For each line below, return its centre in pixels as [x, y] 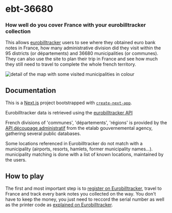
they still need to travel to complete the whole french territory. [71, 64]
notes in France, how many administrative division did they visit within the [83, 48]
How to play [25, 176]
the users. [16, 160]
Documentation [31, 90]
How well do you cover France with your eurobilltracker [76, 25]
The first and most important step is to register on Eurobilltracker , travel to [83, 188]
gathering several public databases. [43, 133]
